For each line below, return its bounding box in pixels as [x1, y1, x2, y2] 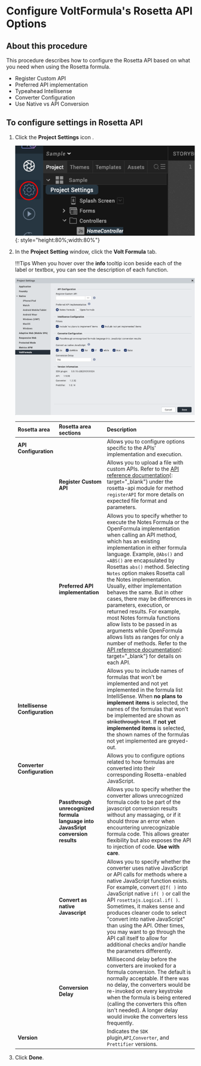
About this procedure [6, 41, 88, 51]
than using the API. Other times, [106, 921, 185, 929]
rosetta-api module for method [106, 484, 184, 492]
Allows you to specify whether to [106, 512, 188, 519]
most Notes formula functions [106, 614, 181, 621]
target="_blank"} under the [106, 478, 173, 486]
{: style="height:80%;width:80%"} [14, 236, 100, 244]
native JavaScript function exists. [106, 877, 188, 884]
